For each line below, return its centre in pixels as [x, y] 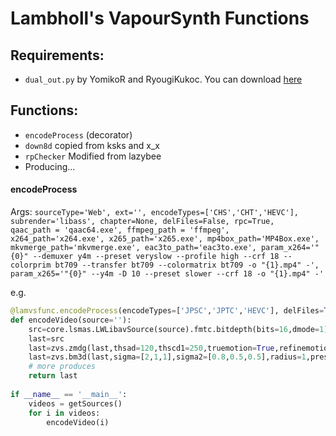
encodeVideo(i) [78, 422]
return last [53, 376]
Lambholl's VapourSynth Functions [160, 18]
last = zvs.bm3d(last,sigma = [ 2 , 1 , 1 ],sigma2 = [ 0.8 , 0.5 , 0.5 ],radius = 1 [167, 357]
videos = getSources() [75, 403]
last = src [46, 338]
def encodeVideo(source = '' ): [71, 320]
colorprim [31, 265]
